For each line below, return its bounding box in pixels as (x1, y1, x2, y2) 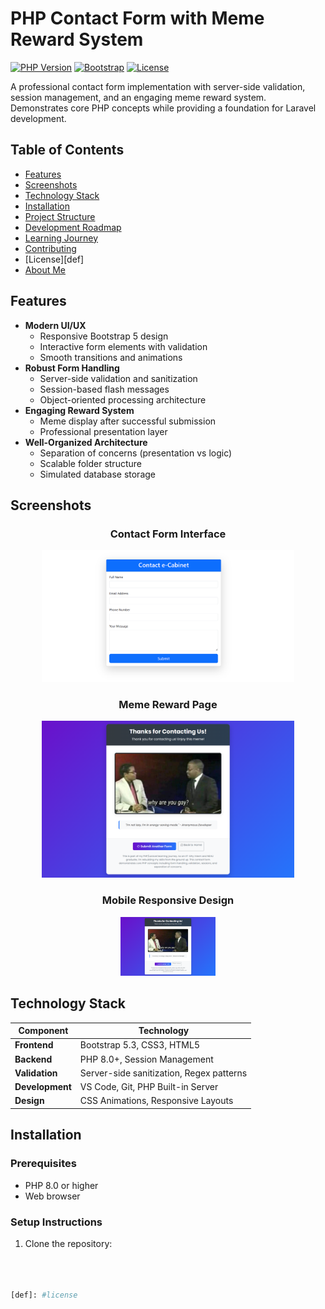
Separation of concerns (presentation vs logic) (39, 447, 233, 459)
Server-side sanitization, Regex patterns (79, 1067, 248, 1079)
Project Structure (24, 210, 96, 222)
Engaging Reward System (24, 404, 135, 416)
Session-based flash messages (39, 383, 170, 395)
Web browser (24, 1190, 81, 1202)
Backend (14, 1053, 53, 1065)
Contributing (24, 242, 77, 254)
